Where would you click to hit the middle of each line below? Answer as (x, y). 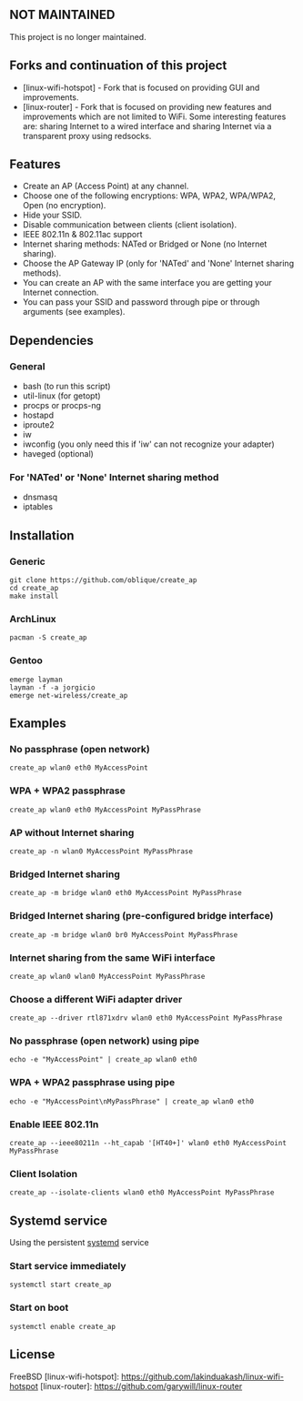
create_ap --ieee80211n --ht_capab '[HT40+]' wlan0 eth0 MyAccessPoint (148, 1144)
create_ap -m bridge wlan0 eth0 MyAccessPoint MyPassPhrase (126, 893)
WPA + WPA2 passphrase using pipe (92, 1083)
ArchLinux (33, 620)
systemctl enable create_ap (63, 1326)
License (32, 1355)
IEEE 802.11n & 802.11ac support (82, 235)
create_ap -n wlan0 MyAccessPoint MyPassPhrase (101, 851)
